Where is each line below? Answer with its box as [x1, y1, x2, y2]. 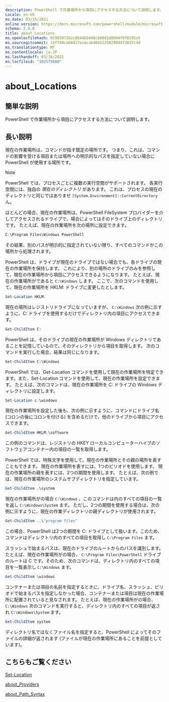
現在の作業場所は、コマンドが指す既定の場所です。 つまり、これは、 [5, 147, 147, 153]
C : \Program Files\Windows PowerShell [5, 232, 84, 238]
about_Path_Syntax [5, 691, 45, 697]
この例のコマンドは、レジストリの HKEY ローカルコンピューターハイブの [5, 440, 156, 446]
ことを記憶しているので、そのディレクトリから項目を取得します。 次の [9, 342, 155, 348]
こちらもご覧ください [5, 658, 71, 666]
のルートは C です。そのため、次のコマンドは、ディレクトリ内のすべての [5, 558, 155, 564]
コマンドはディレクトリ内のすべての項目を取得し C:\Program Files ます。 [5, 535, 157, 541]
